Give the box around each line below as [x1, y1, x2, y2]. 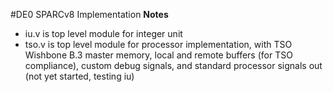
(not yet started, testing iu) [24, 70, 135, 82]
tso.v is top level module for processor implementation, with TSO [24, 39, 293, 50]
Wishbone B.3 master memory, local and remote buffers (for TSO [24, 49, 293, 61]
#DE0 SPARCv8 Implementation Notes [10, 9, 169, 20]
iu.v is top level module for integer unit [24, 28, 183, 39]
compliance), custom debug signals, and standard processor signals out [24, 60, 323, 71]
